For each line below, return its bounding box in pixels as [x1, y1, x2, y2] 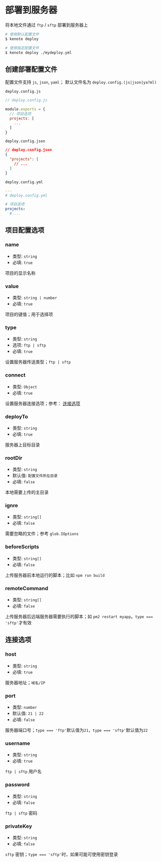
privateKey [5, 823, 32, 830]
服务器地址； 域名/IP [5, 679, 46, 686]
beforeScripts [5, 544, 40, 550]
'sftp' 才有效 [5, 620, 32, 626]
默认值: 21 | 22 [12, 710, 44, 716]
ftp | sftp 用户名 [5, 769, 42, 775]
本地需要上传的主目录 [5, 489, 49, 495]
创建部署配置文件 [5, 65, 57, 74]
